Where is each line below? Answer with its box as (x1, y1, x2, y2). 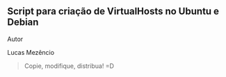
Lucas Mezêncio (7, 48, 54, 56)
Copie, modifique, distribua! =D (24, 62, 115, 70)
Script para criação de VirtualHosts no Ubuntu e (7, 6, 220, 17)
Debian (7, 17, 39, 28)
